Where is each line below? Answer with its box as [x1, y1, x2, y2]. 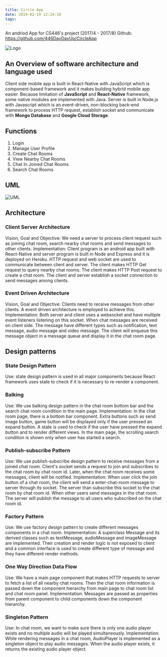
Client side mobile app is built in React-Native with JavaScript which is [5, 81, 150, 87]
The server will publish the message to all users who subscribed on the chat [5, 495, 162, 501]
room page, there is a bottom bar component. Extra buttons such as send [5, 413, 156, 419]
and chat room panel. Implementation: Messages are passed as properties [5, 590, 158, 596]
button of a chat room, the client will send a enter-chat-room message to [5, 480, 155, 486]
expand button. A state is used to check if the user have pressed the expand [5, 424, 162, 430]
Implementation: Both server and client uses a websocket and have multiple [5, 312, 161, 318]
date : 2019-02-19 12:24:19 [5, 12, 61, 17]
